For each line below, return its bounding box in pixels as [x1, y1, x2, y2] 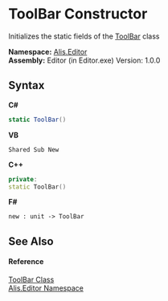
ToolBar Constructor [8, 5, 148, 23]
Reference [8, 257, 44, 266]
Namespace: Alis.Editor [8, 47, 88, 56]
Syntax [8, 79, 45, 92]
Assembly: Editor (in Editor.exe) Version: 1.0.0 [8, 55, 161, 65]
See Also [8, 234, 54, 248]
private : [8, 175, 38, 183]
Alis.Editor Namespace [8, 283, 84, 293]
